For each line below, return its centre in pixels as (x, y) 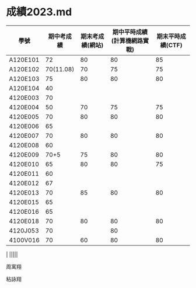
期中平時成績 (130, 32)
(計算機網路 (127, 40)
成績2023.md (39, 12)
